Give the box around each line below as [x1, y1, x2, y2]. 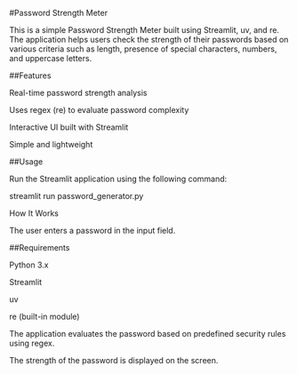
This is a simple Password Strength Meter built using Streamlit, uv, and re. [9, 25, 280, 35]
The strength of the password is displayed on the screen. [9, 355, 219, 365]
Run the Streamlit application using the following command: [9, 173, 228, 184]
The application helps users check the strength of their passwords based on [9, 35, 289, 44]
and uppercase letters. [9, 53, 92, 63]
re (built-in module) [9, 311, 80, 322]
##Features [9, 70, 52, 81]
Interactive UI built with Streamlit [9, 122, 129, 132]
